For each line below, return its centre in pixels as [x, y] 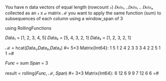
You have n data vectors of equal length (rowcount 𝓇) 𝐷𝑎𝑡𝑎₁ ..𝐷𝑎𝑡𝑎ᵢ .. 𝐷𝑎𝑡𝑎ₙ [79, 7]
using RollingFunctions [28, 28]
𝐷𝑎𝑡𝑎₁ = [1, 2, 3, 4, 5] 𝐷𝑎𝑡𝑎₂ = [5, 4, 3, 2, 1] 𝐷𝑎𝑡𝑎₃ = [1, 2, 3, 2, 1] [68, 38]
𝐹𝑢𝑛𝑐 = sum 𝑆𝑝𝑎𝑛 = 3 [27, 63]
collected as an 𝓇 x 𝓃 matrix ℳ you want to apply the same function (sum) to [83, 13]
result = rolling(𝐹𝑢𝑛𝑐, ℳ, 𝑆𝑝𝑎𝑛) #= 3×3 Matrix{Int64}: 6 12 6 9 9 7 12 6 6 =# [82, 73]
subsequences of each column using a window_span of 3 [64, 19]
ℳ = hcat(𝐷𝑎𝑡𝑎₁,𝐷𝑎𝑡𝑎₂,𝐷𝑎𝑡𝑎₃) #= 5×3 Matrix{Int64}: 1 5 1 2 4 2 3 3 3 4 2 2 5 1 [83, 48]
